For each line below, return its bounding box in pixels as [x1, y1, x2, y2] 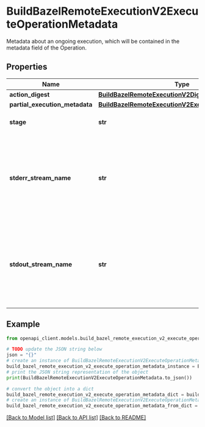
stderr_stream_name [9, 173, 71, 182]
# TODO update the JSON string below [6, 346, 103, 352]
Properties [6, 62, 48, 72]
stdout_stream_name [9, 260, 73, 269]
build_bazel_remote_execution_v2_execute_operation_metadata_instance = [6, 363, 195, 369]
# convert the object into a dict [6, 385, 95, 392]
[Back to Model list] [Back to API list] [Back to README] [6, 414, 146, 421]
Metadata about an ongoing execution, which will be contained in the [6, 37, 180, 45]
